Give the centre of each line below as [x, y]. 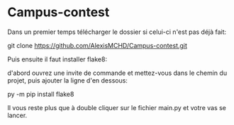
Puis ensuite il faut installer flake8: [57, 59]
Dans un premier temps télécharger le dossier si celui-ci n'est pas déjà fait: [117, 32]
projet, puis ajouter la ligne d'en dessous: [67, 80]
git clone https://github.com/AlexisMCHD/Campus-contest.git [97, 45]
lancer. [17, 115]
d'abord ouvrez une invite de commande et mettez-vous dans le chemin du [117, 73]
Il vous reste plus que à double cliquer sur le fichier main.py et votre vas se [117, 107]
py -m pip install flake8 [41, 94]
